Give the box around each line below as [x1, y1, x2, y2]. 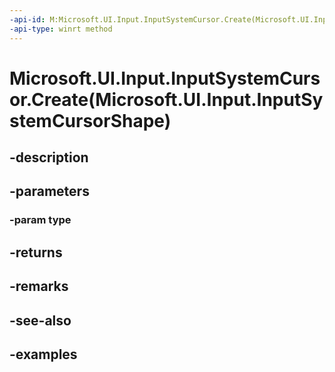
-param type [9, 213, 72, 227]
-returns [9, 244, 63, 261]
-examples [9, 346, 78, 363]
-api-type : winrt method [9, 24, 113, 34]
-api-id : [9, 14, 46, 25]
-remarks [9, 278, 69, 295]
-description [9, 149, 89, 166]
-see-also [9, 312, 72, 329]
